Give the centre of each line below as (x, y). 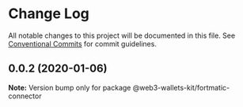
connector (25, 96)
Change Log (49, 14)
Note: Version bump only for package (70, 87)
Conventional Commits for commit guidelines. (82, 43)
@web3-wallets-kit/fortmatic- (181, 87)
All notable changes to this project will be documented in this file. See (122, 35)
